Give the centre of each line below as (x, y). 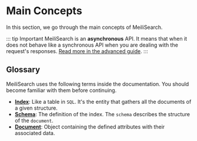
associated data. (35, 133)
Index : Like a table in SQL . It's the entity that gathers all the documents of (103, 101)
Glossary (23, 70)
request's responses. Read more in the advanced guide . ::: (77, 51)
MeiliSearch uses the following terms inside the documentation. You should (98, 84)
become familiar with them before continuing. (61, 90)
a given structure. (36, 108)
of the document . (34, 120)
